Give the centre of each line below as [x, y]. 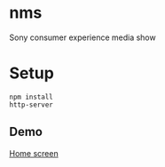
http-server [31, 105]
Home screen [34, 153]
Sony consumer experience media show [83, 37]
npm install [31, 97]
